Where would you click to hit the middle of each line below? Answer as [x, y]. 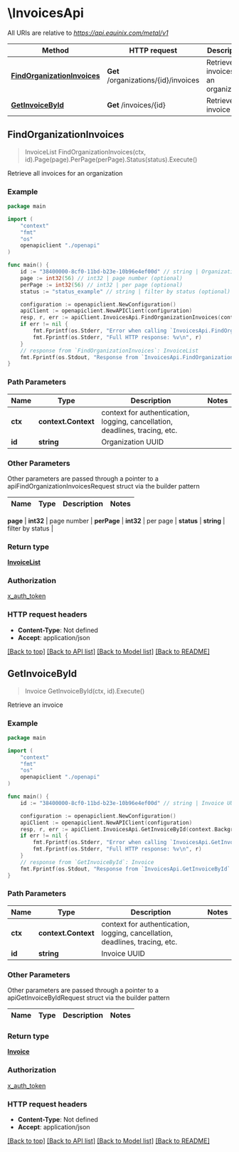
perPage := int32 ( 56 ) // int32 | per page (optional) [101, 285]
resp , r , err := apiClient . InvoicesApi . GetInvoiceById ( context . [117, 829]
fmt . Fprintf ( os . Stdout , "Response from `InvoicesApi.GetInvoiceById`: [127, 869]
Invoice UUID [123, 953]
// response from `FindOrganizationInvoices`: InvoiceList [110, 351]
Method [55, 50]
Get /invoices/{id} [136, 105]
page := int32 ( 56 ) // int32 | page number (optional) [101, 278]
